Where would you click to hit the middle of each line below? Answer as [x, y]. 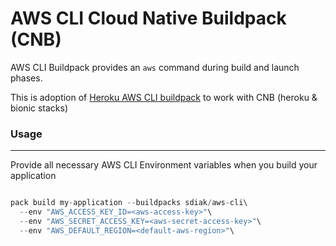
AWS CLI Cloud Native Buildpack [148, 18]
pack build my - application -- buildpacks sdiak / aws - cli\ [129, 203]
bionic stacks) [39, 108]
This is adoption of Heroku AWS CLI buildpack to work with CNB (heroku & [164, 97]
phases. [26, 78]
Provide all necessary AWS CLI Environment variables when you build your [164, 165]
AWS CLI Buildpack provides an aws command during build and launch [155, 67]
